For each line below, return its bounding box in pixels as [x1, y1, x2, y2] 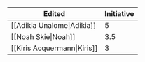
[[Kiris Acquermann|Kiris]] [11, 43, 98, 53]
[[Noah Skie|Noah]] [11, 32, 76, 41]
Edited [43, 9, 65, 18]
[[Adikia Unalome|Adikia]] [11, 21, 97, 30]
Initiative [104, 9, 134, 18]
